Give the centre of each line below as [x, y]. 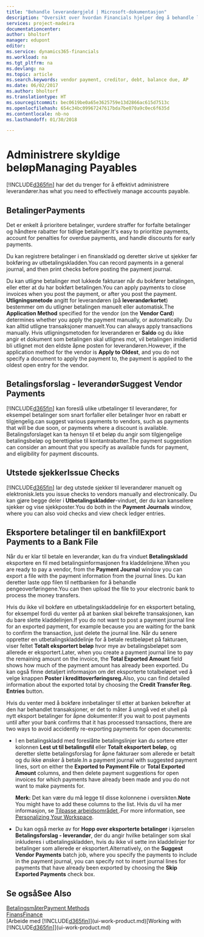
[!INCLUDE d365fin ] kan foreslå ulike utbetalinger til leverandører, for [92, 408]
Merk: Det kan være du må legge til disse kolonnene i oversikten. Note [103, 798]
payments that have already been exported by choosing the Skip [96, 868]
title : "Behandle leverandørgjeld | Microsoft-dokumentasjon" [87, 12]
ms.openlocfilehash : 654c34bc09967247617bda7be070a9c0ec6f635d [88, 108]
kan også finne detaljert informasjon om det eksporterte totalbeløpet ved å [99, 672]
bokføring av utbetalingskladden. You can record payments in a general [95, 263]
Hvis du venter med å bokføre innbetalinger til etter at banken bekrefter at [98, 703]
